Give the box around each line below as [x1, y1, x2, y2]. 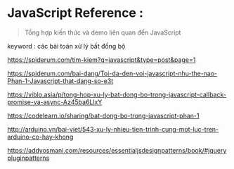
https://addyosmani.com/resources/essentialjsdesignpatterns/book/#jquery [7, 146, 227, 154]
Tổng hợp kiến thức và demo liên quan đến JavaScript [24, 28, 181, 37]
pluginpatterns [7, 154, 50, 162]
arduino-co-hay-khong [7, 132, 74, 141]
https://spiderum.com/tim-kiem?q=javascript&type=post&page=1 [7, 55, 196, 64]
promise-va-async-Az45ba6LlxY [7, 97, 103, 106]
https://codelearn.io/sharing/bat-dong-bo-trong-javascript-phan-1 [7, 111, 200, 120]
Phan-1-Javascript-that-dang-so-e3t [7, 76, 114, 85]
